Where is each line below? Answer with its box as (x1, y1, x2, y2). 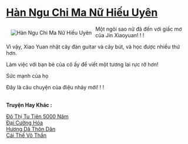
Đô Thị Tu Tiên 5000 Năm (6, 113, 69, 120)
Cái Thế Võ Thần (6, 132, 47, 139)
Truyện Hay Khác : (6, 101, 52, 109)
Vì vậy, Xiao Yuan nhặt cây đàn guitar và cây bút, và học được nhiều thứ (6, 43, 180, 50)
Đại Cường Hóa (6, 119, 43, 126)
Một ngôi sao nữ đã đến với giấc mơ (95, 25, 182, 32)
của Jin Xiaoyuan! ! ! (95, 31, 145, 38)
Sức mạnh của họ (6, 72, 49, 79)
